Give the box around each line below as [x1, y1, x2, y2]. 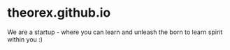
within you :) [7, 35, 43, 43]
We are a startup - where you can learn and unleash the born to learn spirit [7, 28, 223, 36]
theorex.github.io [7, 5, 111, 21]
